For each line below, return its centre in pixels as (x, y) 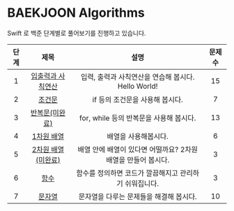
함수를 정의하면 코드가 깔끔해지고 (127, 173)
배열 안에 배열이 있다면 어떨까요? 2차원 (138, 150)
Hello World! (138, 86)
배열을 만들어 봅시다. (138, 160)
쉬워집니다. (142, 183)
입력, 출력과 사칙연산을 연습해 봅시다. (138, 77)
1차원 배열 (48, 136)
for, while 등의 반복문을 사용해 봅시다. (138, 118)
